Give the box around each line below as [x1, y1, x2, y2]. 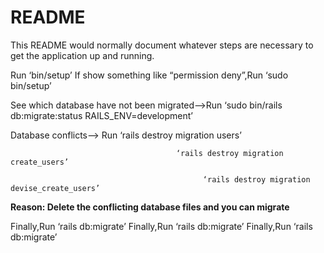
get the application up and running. [10, 49, 155, 61]
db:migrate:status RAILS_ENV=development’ [10, 109, 193, 121]
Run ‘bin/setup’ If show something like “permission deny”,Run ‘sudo [10, 69, 289, 81]
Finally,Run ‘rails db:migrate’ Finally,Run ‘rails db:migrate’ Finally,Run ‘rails [10, 220, 313, 232]
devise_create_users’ [10, 183, 101, 193]
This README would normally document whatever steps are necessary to [10, 39, 314, 51]
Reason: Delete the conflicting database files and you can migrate [10, 201, 290, 213]
